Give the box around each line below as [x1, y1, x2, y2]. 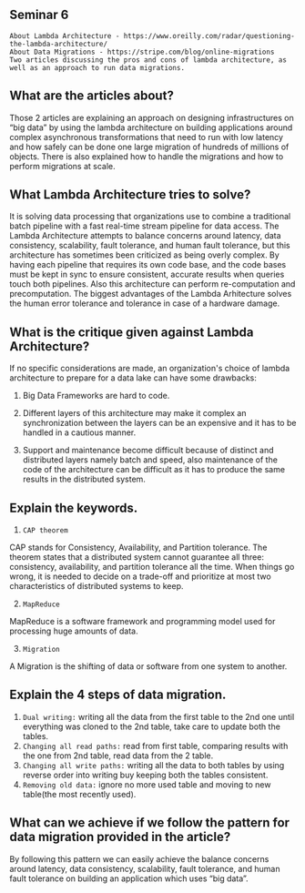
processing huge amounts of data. [9, 625, 138, 636]
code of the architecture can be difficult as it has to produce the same [22, 464, 285, 475]
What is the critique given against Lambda [9, 324, 254, 340]
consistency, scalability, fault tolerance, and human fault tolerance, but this [9, 240, 290, 251]
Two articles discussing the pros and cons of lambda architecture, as [9, 55, 287, 65]
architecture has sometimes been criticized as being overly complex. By [9, 249, 280, 260]
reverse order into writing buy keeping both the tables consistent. [22, 769, 269, 780]
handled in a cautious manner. [22, 427, 137, 438]
